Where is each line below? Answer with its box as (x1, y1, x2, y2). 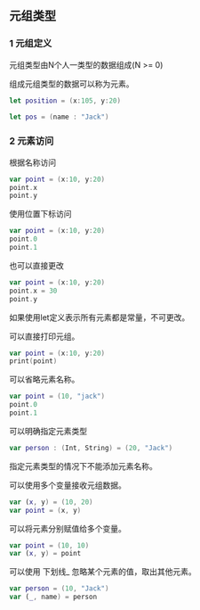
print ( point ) (9, 357, 58, 366)
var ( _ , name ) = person (9, 592, 98, 602)
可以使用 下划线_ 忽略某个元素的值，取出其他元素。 (9, 566, 197, 577)
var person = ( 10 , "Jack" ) (9, 584, 109, 593)
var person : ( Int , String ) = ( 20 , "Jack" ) (9, 443, 173, 452)
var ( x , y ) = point (9, 549, 82, 558)
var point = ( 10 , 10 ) (9, 540, 90, 550)
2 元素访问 (9, 135, 54, 147)
